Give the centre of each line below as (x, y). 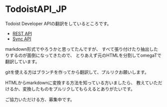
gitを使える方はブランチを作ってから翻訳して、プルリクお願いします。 (77, 72)
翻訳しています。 (22, 61)
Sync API (22, 39)
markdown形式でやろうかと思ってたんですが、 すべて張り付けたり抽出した (82, 49)
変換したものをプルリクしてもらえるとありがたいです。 (79, 89)
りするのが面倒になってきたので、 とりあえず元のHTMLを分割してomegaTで (83, 55)
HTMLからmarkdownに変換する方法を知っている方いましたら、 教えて (77, 83)
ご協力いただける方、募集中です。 (40, 99)
